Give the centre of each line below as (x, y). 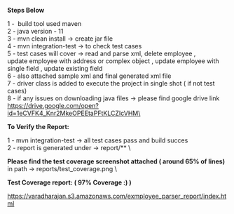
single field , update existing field (55, 68)
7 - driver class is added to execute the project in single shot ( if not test (111, 83)
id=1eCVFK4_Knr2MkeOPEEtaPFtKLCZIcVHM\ (74, 113)
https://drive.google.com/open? (53, 106)
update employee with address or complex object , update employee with (113, 61)
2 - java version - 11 (35, 31)
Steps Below (26, 10)
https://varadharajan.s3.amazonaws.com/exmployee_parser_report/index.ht (117, 196)
